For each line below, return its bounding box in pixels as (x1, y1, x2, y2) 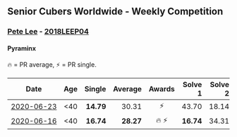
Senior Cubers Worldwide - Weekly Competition (7, 6, 224, 18)
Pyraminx (7, 44, 37, 52)
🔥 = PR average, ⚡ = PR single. (7, 60, 97, 69)
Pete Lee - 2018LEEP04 (7, 27, 90, 37)
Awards (148, 84, 175, 93)
